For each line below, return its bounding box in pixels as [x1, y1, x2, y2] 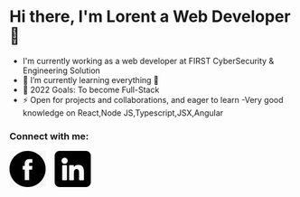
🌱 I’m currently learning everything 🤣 [22, 74, 160, 85]
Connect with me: [9, 129, 89, 142]
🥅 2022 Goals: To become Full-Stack [22, 84, 160, 95]
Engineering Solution [22, 65, 101, 76]
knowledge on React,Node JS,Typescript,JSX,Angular [22, 107, 224, 118]
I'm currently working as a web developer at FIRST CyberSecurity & [22, 55, 275, 66]
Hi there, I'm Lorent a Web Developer [9, 6, 291, 27]
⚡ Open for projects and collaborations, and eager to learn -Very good [22, 94, 284, 105]
